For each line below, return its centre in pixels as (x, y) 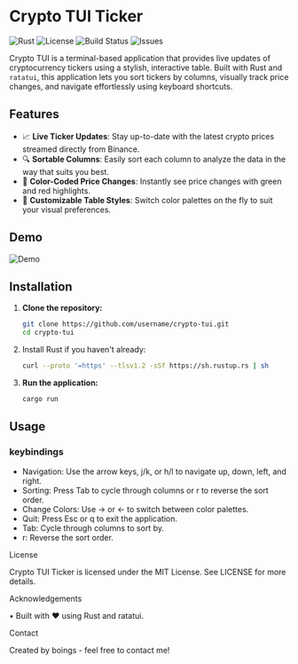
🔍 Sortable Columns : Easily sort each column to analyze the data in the (154, 159)
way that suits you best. (65, 171)
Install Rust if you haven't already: (84, 350)
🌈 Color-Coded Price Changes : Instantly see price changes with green (152, 181)
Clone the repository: (62, 308)
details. (23, 581)
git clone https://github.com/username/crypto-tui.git (125, 324)
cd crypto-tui (48, 333)
